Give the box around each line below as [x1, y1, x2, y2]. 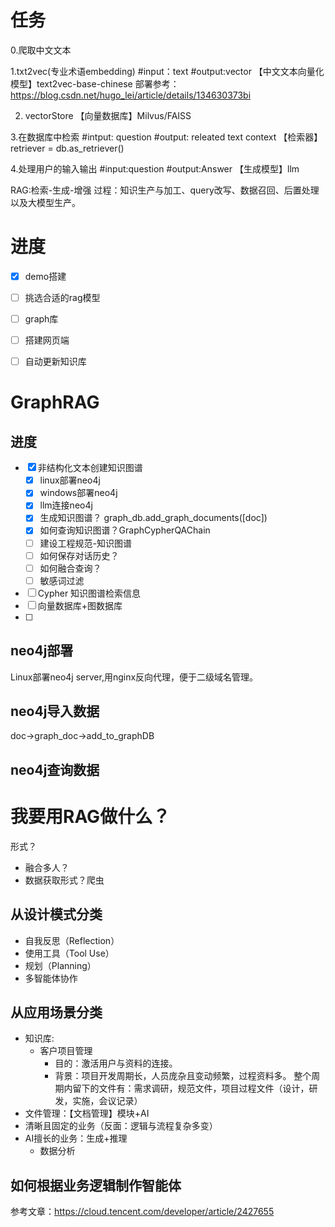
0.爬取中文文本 [10, 44, 72, 56]
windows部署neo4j [39, 487, 118, 499]
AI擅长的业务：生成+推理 [24, 1132, 128, 1145]
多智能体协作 [24, 972, 78, 984]
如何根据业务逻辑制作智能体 [10, 1177, 182, 1194]
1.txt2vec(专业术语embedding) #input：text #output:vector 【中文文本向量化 [10, 65, 325, 77]
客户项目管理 [39, 1045, 93, 1057]
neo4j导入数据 [10, 702, 100, 720]
